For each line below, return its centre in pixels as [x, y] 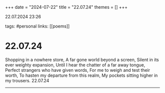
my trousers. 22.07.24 [27, 80]
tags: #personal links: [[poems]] [37, 26]
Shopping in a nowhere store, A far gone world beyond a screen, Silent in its [82, 60]
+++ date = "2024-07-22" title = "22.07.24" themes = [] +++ [66, 7]
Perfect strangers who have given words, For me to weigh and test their [78, 70]
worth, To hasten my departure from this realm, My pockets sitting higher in [82, 75]
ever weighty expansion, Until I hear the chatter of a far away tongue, [75, 65]
